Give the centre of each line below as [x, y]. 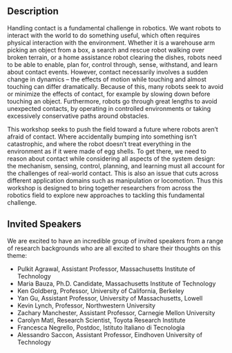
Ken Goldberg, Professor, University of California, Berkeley [100, 291]
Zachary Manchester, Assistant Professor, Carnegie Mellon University [116, 312]
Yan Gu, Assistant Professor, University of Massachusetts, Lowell [110, 298]
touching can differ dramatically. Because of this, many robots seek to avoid [115, 86]
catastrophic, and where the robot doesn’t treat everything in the [99, 143]
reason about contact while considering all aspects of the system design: [111, 159]
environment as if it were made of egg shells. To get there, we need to [107, 151]
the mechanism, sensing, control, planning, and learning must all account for [116, 165]
